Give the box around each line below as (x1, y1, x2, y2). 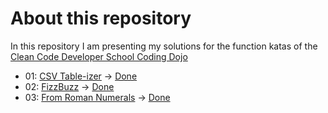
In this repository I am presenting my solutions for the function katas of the (10, 40, 318, 52)
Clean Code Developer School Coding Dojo (10, 50, 188, 62)
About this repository (10, 7, 192, 30)
